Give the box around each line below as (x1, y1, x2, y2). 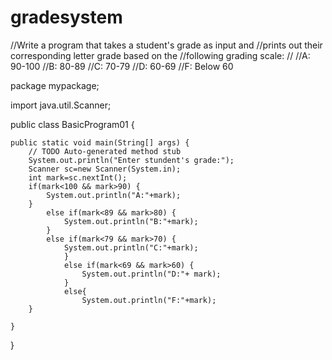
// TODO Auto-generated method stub (28, 146, 182, 156)
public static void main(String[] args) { (10, 137, 190, 148)
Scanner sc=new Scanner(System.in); (28, 164, 182, 174)
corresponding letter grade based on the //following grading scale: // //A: (10, 49, 311, 61)
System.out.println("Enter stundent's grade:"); (28, 155, 235, 165)
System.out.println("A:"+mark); (46, 190, 182, 200)
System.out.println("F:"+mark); (81, 295, 217, 305)
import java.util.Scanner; (10, 99, 112, 111)
